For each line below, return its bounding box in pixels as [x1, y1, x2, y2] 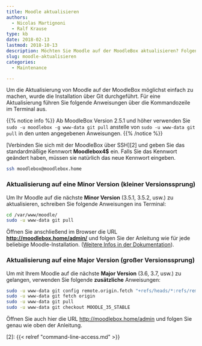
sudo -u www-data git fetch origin [6, 293, 96, 299]
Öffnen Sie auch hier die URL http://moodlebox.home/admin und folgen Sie [6, 315, 192, 323]
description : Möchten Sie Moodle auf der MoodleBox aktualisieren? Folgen [6, 48, 198, 54]
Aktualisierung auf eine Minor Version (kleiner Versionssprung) [6, 180, 196, 189]
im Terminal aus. [6, 106, 47, 113]
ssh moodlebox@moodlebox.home [6, 166, 82, 172]
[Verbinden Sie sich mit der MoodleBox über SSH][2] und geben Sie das [6, 142, 185, 149]
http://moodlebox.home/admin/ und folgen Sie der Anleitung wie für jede [6, 235, 191, 242]
